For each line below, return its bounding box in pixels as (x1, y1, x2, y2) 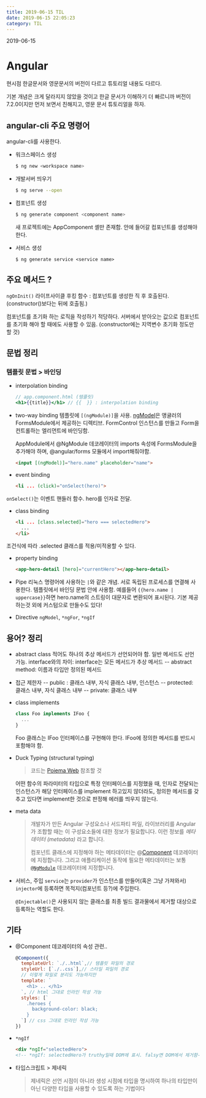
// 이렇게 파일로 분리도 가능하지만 (21, 972, 97, 978)
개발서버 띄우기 (15, 175, 52, 182)
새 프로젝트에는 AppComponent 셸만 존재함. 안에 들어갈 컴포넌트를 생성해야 (15, 223, 198, 230)
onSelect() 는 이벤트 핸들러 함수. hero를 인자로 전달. (6, 495, 132, 502)
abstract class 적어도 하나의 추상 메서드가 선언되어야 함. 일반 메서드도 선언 (15, 651, 195, 658)
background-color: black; (31, 1006, 98, 1013)
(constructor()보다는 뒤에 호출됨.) (6, 299, 88, 307)
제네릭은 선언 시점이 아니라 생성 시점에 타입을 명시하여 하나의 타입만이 (30, 1076, 198, 1084)
